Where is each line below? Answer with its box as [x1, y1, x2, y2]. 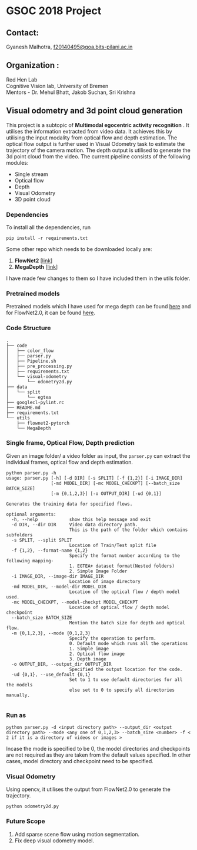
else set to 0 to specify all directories [69, 687, 175, 693]
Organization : [6, 60, 59, 70]
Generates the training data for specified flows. [6, 501, 133, 507]
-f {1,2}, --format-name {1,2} [11, 548, 88, 553]
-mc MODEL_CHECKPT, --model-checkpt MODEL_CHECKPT [11, 599, 138, 605]
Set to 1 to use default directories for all [69, 676, 183, 683]
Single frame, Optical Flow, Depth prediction [6, 439, 135, 447]
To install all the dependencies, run [6, 223, 91, 231]
